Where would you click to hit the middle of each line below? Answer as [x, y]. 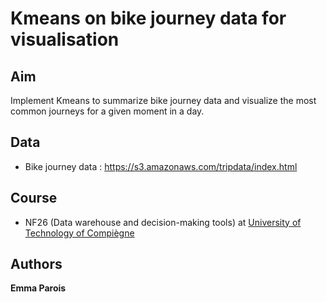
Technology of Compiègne [79, 233]
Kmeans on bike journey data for [148, 18]
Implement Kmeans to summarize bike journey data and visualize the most [163, 100]
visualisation [65, 39]
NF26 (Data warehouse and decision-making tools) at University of [163, 222]
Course [34, 198]
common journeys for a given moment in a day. [107, 111]
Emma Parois [38, 288]
